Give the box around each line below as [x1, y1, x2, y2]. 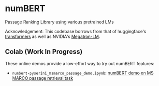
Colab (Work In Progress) [5, 48, 83, 56]
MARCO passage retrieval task [12, 75, 73, 81]
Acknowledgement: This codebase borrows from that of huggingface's [5, 28, 146, 34]
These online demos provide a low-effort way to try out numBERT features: [5, 60, 155, 66]
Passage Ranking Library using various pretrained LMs [5, 19, 114, 25]
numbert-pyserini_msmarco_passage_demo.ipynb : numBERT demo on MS [12, 70, 154, 76]
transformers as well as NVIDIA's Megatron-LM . [5, 34, 101, 39]
